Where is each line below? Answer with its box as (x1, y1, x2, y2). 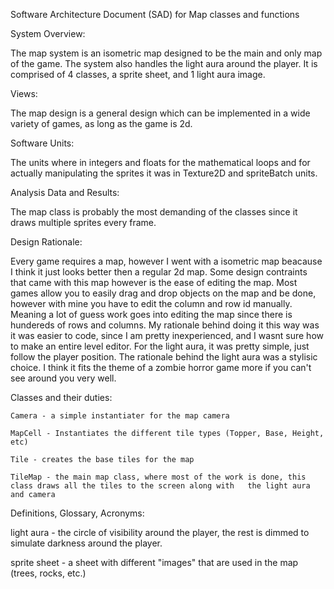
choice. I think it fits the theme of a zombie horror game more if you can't (10, 362, 312, 373)
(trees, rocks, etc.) (10, 567, 87, 579)
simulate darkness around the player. (10, 537, 163, 549)
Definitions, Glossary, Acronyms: (10, 507, 145, 519)
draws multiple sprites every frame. (10, 217, 157, 228)
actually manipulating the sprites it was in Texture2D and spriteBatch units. (10, 167, 318, 179)
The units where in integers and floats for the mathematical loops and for (10, 157, 311, 168)
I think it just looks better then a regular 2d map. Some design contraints (10, 266, 308, 278)
